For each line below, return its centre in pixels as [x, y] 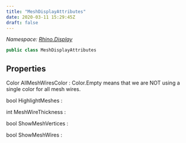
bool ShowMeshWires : [34, 135]
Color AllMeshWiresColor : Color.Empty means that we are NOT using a [93, 83]
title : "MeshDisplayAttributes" [46, 12]
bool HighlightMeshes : [34, 100]
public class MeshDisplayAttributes [51, 50]
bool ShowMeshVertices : [37, 123]
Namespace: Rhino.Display [39, 40]
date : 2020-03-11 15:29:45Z [41, 17]
